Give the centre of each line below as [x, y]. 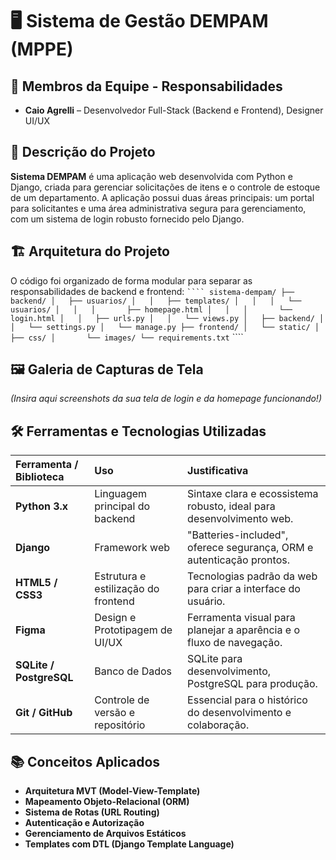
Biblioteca [40, 477]
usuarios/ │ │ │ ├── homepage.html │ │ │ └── [151, 309]
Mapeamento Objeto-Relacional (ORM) [107, 802]
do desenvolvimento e [239, 713]
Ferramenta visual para [241, 618]
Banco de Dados [133, 671]
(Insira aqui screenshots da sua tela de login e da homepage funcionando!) [166, 399]
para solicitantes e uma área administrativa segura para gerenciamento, [158, 208]
